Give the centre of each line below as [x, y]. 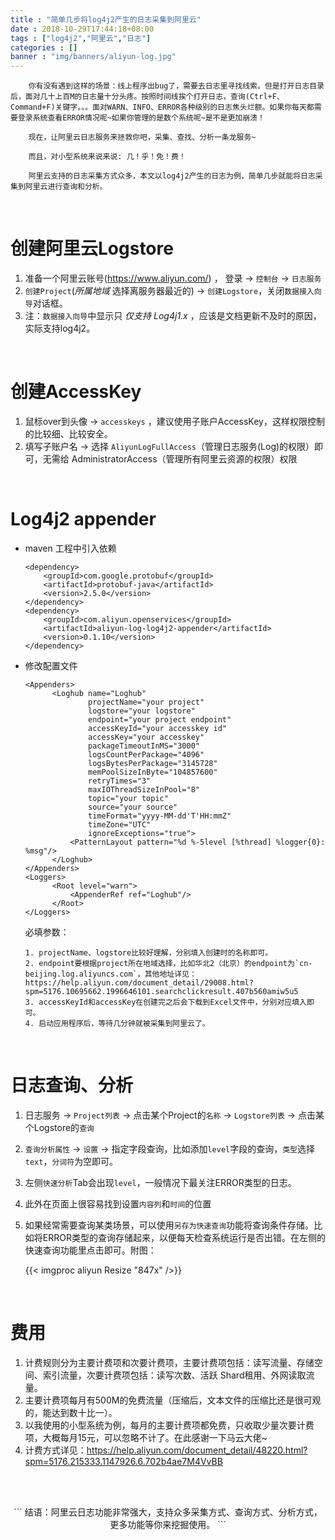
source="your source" [133, 807]
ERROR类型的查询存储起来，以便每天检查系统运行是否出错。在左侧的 [184, 1237]
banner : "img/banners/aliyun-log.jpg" [93, 57]
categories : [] [44, 47]
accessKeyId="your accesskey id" [157, 728]
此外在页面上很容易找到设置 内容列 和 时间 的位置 [118, 1203]
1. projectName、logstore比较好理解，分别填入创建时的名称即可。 [148, 952]
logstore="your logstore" [142, 711]
